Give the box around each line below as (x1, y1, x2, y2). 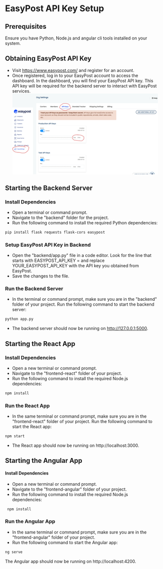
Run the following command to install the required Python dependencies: (12, 220, 158, 225)
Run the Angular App (5, 518, 56, 525)
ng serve (5, 550, 23, 554)
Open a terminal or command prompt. (12, 209, 88, 215)
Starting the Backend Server (5, 184, 93, 192)
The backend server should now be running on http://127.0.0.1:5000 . (12, 326, 148, 331)
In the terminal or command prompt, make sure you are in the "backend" (12, 296, 157, 302)
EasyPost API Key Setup (5, 3, 104, 14)
